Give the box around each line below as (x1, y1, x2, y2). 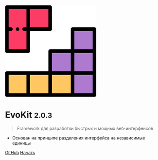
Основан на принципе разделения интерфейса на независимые (12, 135, 145, 140)
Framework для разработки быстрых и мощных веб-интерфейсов (17, 125, 154, 131)
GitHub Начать (5, 149, 35, 155)
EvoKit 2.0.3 (5, 109, 53, 120)
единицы (12, 140, 31, 146)
